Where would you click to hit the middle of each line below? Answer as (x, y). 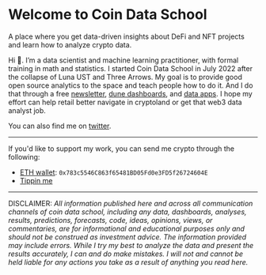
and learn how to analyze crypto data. (70, 44)
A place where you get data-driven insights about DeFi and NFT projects (127, 36)
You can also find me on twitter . (60, 126)
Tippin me (36, 180)
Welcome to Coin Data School (108, 15)
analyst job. (27, 110)
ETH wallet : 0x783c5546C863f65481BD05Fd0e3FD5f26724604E (114, 172)
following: (24, 156)
